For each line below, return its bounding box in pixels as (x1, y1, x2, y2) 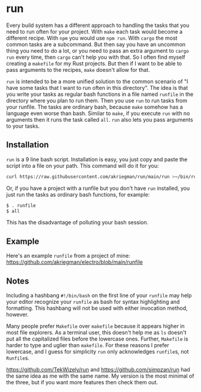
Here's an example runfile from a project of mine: (6, 252, 130, 260)
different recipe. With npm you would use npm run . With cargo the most (6, 34, 178, 41)
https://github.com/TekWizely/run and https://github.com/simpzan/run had (6, 366, 190, 373)
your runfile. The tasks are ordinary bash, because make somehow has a (6, 103, 184, 110)
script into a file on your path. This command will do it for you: (6, 162, 159, 169)
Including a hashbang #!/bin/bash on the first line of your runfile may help (6, 292, 192, 298)
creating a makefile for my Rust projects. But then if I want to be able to (6, 59, 182, 67)
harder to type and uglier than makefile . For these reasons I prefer (6, 342, 169, 349)
